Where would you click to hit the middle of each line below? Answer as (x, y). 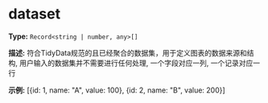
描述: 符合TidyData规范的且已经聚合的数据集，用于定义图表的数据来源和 (128, 52)
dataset (35, 14)
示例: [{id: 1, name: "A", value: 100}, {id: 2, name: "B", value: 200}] (117, 90)
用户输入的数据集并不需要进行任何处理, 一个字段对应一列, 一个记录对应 (136, 63)
